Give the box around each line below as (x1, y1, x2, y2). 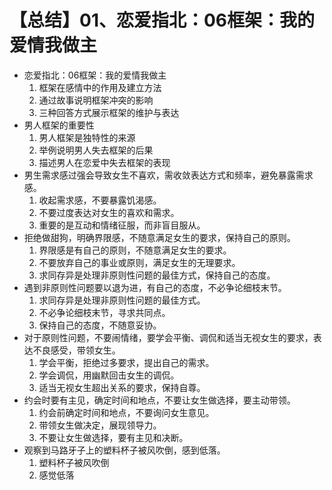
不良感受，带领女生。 (32, 344, 121, 356)
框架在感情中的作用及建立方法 (38, 81, 162, 93)
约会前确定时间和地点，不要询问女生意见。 (38, 406, 215, 418)
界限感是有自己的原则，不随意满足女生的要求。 (38, 244, 232, 256)
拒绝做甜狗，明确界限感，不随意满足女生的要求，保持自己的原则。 (23, 231, 296, 243)
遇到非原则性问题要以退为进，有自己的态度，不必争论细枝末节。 (23, 281, 287, 293)
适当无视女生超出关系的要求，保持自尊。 (38, 381, 206, 393)
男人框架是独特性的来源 (38, 131, 136, 143)
